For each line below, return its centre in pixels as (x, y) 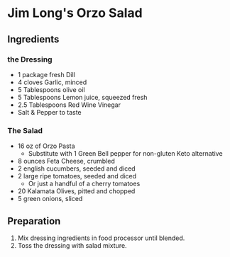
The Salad (25, 130)
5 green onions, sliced (50, 199)
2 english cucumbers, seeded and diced (77, 169)
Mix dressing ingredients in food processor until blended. (101, 238)
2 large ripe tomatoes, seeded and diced (77, 176)
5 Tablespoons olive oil (51, 89)
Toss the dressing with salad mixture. (72, 245)
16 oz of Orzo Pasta (46, 146)
